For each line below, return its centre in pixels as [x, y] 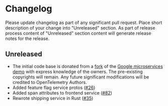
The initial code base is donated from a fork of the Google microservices [88, 66]
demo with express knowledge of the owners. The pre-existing [77, 71]
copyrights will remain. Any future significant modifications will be [81, 77]
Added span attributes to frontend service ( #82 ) [62, 92]
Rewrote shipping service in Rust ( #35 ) [53, 98]
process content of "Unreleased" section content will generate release [78, 33]
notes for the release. [27, 38]
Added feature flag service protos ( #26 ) [54, 87]
